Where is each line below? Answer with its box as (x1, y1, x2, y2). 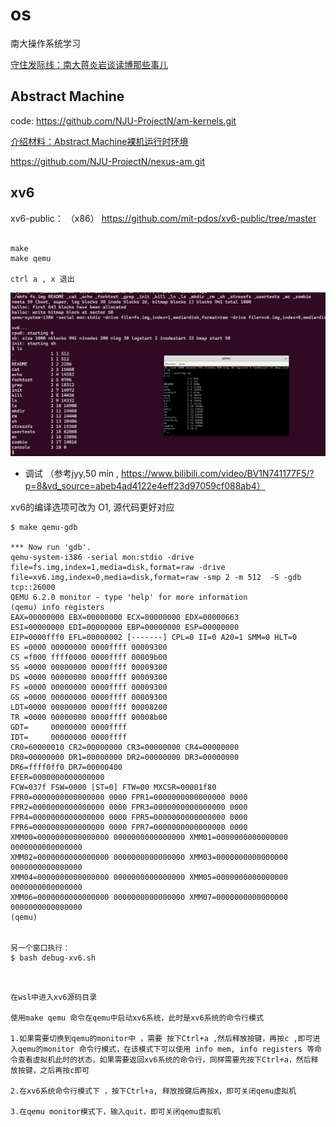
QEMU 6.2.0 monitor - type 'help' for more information (10, 592, 248, 602)
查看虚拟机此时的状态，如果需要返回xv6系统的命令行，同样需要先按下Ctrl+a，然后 (17, 1054, 312, 1065)
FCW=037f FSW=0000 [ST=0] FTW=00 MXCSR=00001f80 (10, 782, 217, 792)
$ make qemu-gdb (10, 522, 78, 532)
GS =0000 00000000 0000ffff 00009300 (10, 692, 168, 702)
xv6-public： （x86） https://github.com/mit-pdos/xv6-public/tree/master (10, 212, 317, 224)
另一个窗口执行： (10, 943, 71, 953)
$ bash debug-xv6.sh (10, 953, 97, 963)
